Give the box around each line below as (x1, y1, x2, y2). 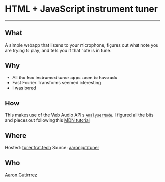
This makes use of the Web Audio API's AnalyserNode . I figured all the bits (5, 112, 154, 118)
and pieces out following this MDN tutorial (5, 117, 90, 123)
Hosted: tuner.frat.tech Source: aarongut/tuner (5, 145, 100, 151)
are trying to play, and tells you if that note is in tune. (5, 47, 111, 53)
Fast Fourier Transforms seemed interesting (12, 79, 101, 85)
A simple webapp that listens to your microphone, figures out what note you (5, 42, 159, 48)
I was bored (12, 85, 36, 91)
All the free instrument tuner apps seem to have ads (12, 75, 117, 80)
